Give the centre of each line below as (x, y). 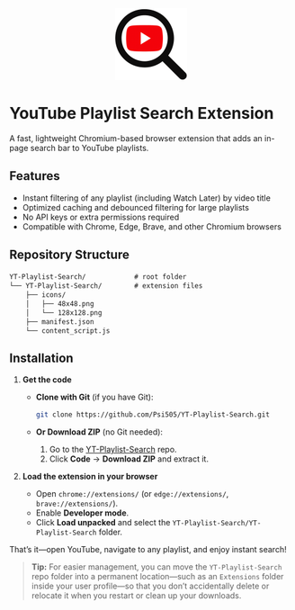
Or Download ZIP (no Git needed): (99, 432)
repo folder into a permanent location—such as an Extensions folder (157, 577)
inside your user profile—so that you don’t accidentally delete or (150, 586)
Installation (41, 358)
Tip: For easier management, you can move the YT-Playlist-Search (156, 567)
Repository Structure (70, 255)
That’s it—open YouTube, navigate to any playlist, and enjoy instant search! (148, 550)
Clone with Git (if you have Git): (94, 397)
